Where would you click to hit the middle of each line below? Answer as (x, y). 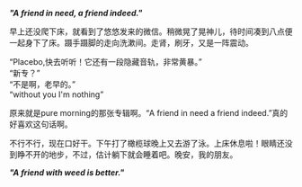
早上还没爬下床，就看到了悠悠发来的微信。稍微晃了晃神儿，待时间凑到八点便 (151, 31)
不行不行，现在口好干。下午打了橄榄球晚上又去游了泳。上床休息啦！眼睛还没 (151, 143)
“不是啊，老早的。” (43, 84)
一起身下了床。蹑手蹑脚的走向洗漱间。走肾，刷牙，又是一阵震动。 (131, 43)
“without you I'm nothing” (57, 94)
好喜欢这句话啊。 (41, 124)
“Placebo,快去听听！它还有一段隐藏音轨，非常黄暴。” (106, 62)
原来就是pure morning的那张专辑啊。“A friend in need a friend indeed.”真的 (149, 113)
